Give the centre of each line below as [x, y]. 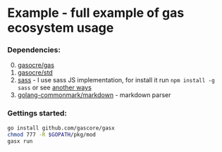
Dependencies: [34, 50]
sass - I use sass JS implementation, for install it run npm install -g [116, 80]
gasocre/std [35, 72]
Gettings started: [37, 113]
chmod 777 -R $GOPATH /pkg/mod [52, 134]
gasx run [20, 141]
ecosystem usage [61, 28]
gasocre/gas [36, 65]
